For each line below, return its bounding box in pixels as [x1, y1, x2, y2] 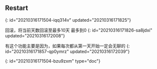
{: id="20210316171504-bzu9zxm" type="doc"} [5, 58, 101, 64]
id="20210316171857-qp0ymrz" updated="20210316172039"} [5, 48, 130, 54]
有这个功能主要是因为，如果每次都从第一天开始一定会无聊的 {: [5, 43, 130, 49]
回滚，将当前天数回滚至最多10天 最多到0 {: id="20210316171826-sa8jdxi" [5, 27, 153, 33]
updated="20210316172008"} [5, 33, 65, 38]
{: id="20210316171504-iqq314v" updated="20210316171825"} [5, 17, 131, 23]
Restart [5, 4, 28, 12]
